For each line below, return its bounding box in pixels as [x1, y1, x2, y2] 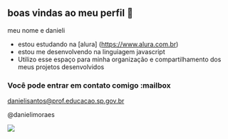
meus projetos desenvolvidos [17, 62, 105, 71]
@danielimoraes [7, 110, 55, 119]
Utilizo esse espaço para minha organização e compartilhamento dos [17, 55, 222, 63]
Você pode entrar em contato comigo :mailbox [7, 80, 171, 90]
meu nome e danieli [7, 26, 66, 34]
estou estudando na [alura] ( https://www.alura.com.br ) [17, 40, 179, 48]
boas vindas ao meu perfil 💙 [7, 7, 133, 19]
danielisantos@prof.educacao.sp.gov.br [7, 97, 125, 105]
